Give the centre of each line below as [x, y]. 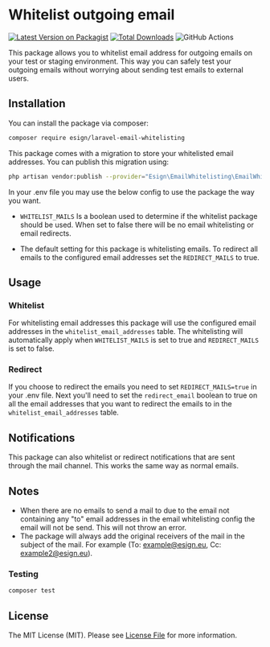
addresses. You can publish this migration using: [89, 162]
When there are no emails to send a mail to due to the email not [125, 511]
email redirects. [46, 233]
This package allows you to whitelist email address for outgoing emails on [131, 52]
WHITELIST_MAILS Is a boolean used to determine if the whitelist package [139, 216]
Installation [37, 103]
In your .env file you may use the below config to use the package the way [131, 192]
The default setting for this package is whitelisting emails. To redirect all [139, 249]
